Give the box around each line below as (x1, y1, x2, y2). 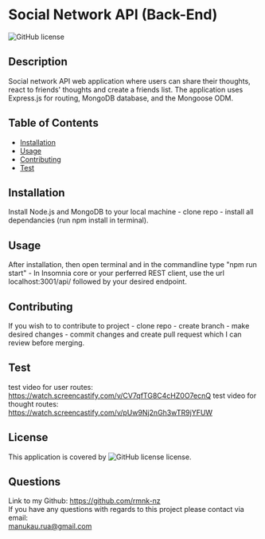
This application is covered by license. (8, 452, 192, 462)
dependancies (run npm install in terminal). (8, 215, 149, 225)
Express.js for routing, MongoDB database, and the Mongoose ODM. (8, 93, 234, 103)
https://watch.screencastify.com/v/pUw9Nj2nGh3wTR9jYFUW (8, 407, 213, 417)
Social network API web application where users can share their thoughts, (8, 76, 251, 85)
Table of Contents (8, 116, 99, 130)
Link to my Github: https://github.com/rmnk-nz (8, 496, 161, 506)
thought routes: (8, 399, 59, 408)
